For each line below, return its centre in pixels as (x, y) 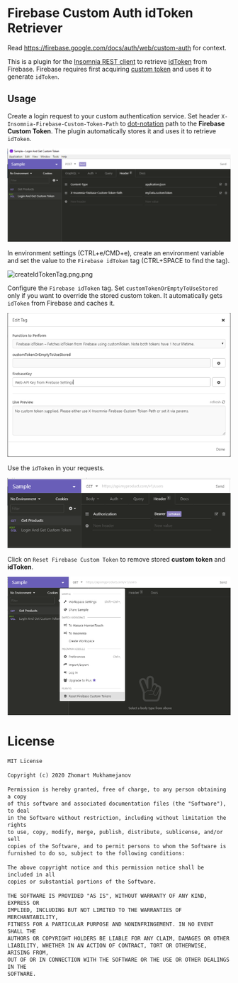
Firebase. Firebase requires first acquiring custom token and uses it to (110, 69)
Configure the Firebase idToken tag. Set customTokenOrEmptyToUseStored (113, 288)
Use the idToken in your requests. (56, 468)
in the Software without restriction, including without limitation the (117, 818)
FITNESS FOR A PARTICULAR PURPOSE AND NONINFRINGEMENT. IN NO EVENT (110, 924)
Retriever (35, 28)
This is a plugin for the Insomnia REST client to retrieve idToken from (107, 61)
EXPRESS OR (23, 903)
